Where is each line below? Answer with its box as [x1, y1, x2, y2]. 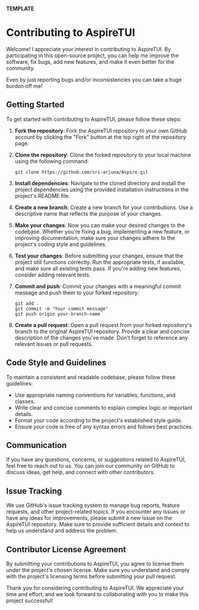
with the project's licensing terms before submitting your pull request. [6, 573, 177, 580]
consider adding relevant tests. [14, 271, 91, 278]
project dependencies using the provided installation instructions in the [14, 186, 189, 193]
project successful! [6, 597, 53, 604]
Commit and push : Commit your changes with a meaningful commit [14, 282, 181, 290]
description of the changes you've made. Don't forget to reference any [14, 334, 188, 341]
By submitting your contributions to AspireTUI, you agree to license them [6, 560, 184, 567]
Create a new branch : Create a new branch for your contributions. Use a [14, 204, 193, 211]
